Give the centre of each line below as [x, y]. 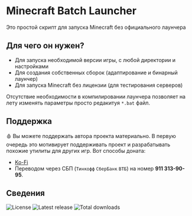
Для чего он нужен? [45, 46]
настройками [32, 66]
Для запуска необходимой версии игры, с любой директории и [95, 60]
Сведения [26, 193]
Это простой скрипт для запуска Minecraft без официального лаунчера [96, 27]
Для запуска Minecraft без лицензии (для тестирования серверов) [99, 85]
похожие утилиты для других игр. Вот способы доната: [76, 150]
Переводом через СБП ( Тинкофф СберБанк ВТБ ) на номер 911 [89, 168]
